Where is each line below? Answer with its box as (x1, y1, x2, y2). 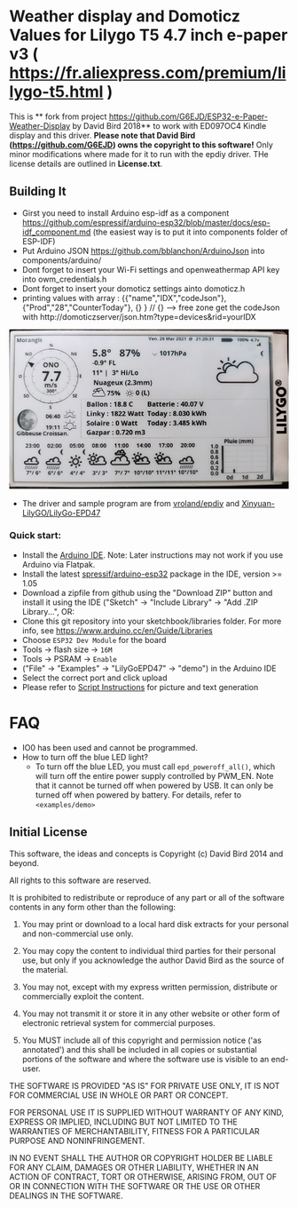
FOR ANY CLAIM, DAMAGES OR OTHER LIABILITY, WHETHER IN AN (9, 1162, 259, 1172)
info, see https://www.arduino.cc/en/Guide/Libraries (21, 624, 213, 636)
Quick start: (9, 529, 62, 542)
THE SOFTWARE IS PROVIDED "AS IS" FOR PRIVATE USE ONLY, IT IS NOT (9, 1080, 280, 1091)
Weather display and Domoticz (9, 6, 241, 27)
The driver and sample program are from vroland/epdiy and (21, 497, 240, 508)
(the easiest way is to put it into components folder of (92, 226, 288, 237)
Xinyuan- (241, 497, 275, 508)
